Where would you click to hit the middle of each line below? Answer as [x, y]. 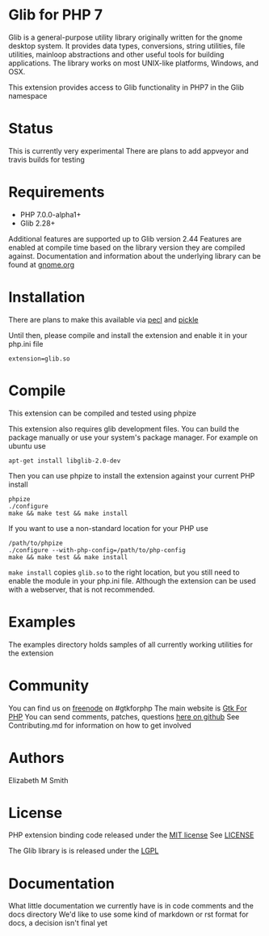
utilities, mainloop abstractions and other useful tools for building [116, 54]
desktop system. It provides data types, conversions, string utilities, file [127, 45]
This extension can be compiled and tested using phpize [102, 413]
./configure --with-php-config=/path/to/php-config [97, 550]
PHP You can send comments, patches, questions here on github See [124, 716]
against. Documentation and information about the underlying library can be [134, 255]
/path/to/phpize [36, 543]
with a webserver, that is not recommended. [82, 589]
